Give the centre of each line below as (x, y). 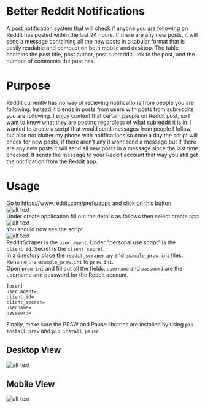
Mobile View (31, 384)
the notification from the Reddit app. (52, 161)
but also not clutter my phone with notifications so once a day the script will (102, 135)
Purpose (29, 86)
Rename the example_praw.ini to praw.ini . (60, 261)
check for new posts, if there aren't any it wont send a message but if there (101, 142)
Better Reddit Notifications (76, 11)
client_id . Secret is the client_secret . (56, 248)
